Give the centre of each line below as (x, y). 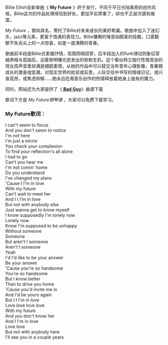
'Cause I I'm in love (25, 183)
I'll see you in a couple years (34, 337)
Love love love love (25, 306)
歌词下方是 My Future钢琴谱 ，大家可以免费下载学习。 (61, 100)
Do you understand (25, 173)
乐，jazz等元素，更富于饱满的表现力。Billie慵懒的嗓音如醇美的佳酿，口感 (80, 37)
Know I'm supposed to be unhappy (41, 226)
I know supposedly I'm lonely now (40, 215)
